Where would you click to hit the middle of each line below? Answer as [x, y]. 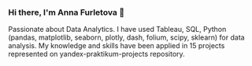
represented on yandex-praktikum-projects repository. [96, 54]
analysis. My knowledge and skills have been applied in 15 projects [117, 46]
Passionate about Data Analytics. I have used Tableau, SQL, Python [117, 30]
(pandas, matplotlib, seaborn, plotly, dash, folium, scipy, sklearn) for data [127, 37]
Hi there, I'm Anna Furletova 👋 [66, 12]
